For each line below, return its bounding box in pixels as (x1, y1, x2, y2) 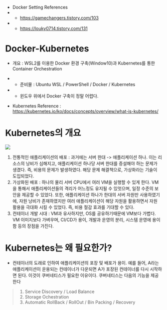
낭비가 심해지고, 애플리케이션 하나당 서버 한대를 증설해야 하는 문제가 (25, 160, 158, 166)
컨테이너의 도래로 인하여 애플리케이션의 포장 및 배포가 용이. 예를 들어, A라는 (12, 259, 160, 265)
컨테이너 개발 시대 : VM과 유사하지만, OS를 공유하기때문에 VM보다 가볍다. (12, 210, 156, 216)
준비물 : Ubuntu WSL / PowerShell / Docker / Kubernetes (19, 81, 136, 87)
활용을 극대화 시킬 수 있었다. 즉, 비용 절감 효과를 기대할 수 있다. (12, 204, 135, 210)
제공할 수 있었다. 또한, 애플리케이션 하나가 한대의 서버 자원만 (21, 191, 139, 197)
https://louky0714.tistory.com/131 (19, 25, 88, 31)
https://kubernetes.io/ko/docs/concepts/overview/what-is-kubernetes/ (12, 108, 159, 114)
